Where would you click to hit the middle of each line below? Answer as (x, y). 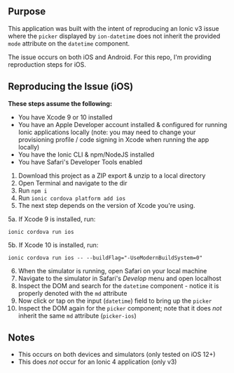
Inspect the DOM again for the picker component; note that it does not (120, 308)
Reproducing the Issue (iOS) (71, 87)
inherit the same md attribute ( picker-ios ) (77, 315)
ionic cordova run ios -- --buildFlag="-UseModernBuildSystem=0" (105, 258)
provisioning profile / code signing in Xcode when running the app (113, 139)
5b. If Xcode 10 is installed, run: (53, 244)
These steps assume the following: (60, 103)
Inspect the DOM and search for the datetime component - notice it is (118, 286)
